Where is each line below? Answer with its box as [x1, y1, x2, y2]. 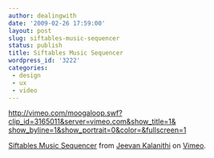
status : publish [8, 42, 63, 50]
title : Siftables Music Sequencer [8, 49, 124, 57]
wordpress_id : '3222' [8, 57, 81, 65]
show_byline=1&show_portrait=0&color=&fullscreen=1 [8, 125, 187, 135]
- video [11, 86, 38, 95]
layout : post [8, 26, 52, 34]
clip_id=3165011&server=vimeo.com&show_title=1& [8, 117, 176, 127]
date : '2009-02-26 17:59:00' [8, 19, 106, 27]
